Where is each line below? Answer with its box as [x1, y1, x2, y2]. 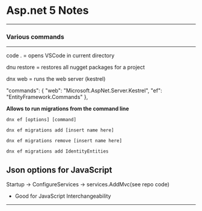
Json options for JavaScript [6, 165, 112, 175]
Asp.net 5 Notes [6, 4, 89, 17]
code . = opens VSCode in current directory [6, 52, 115, 59]
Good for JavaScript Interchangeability [14, 192, 111, 200]
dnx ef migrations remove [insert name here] [6, 138, 122, 144]
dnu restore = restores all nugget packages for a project [6, 64, 145, 71]
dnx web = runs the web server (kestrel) [6, 75, 106, 83]
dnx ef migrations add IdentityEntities [6, 148, 109, 154]
